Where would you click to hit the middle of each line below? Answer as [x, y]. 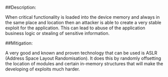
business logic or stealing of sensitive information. [58, 33]
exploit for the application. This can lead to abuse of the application [75, 28]
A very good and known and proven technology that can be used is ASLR [81, 53]
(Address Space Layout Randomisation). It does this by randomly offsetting [83, 58]
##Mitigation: [19, 43]
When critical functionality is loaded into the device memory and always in [82, 17]
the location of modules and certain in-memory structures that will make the [84, 64]
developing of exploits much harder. [43, 69]
